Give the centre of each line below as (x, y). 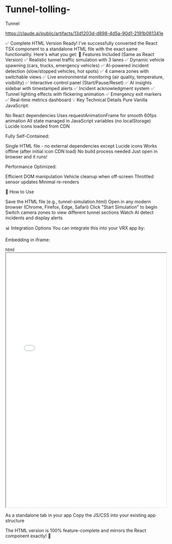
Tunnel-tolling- (38, 9)
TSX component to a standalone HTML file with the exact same (71, 49)
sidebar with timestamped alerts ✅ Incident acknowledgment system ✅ (80, 88)
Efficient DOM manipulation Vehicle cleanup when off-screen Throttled (80, 176)
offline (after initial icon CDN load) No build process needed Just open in (81, 151)
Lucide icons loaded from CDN (38, 126)
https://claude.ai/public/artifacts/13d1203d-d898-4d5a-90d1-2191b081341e (84, 33)
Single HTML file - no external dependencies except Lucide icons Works (81, 146)
